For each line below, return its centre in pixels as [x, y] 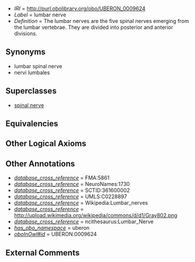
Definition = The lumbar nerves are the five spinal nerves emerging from [101, 21]
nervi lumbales [32, 72]
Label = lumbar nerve [40, 15]
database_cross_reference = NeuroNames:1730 [72, 184]
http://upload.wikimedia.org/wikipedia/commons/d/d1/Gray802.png [95, 215]
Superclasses [31, 91]
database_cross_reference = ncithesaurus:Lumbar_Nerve [84, 222]
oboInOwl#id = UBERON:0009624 [56, 234]
